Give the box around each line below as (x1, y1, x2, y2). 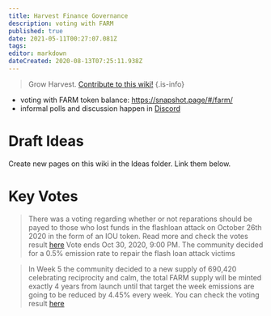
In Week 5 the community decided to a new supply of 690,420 (28, 264, 237, 274)
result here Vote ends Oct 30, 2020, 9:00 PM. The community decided (28, 240, 264, 250)
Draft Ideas (8, 132, 84, 151)
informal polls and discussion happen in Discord (19, 103, 180, 113)
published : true (8, 27, 63, 35)
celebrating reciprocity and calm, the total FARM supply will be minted (28, 272, 262, 282)
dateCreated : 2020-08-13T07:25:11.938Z (8, 58, 143, 66)
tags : (8, 42, 27, 50)
